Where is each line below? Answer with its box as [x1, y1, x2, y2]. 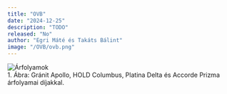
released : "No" [7, 30, 53, 38]
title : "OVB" [7, 10, 46, 18]
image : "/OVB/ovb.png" [7, 43, 75, 51]
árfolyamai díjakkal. [7, 78, 64, 86]
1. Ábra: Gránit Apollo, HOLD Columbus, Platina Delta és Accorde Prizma [7, 70, 220, 79]
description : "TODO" [7, 23, 69, 31]
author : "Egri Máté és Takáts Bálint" [7, 37, 123, 44]
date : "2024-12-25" [7, 17, 66, 24]
